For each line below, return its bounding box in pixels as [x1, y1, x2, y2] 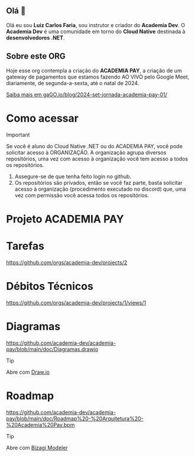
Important [6, 131, 30, 138]
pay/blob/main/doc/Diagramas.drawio [6, 345, 99, 352]
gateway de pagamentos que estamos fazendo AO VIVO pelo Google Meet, [6, 73, 190, 80]
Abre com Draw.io [6, 368, 50, 376]
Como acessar [6, 112, 79, 125]
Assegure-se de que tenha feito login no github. [14, 172, 132, 180]
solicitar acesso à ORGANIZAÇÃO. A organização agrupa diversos [6, 149, 167, 156]
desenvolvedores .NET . [6, 34, 65, 41]
